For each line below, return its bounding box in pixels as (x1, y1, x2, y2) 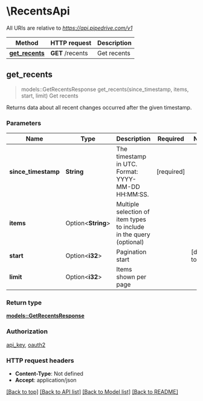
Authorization (6, 327, 48, 336)
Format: (116, 168, 138, 176)
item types (116, 215, 146, 224)
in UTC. (116, 160, 138, 168)
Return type (6, 298, 42, 307)
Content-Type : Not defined (14, 370, 83, 377)
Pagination (116, 248, 147, 256)
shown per (116, 273, 147, 281)
